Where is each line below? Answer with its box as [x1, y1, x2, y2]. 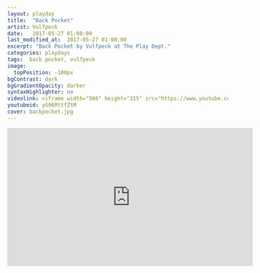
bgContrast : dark [7, 75, 58, 83]
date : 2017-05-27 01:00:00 [7, 29, 93, 37]
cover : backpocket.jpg [7, 108, 74, 115]
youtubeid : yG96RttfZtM [7, 102, 77, 109]
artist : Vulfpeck [7, 23, 58, 30]
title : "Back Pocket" [7, 17, 74, 24]
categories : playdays [7, 50, 71, 57]
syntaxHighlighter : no [7, 88, 74, 95]
